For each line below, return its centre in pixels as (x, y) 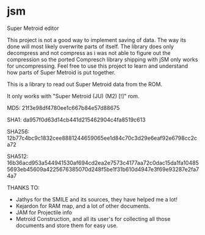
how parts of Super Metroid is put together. (61, 72)
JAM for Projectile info (44, 212)
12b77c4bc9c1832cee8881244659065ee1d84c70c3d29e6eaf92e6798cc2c (102, 138)
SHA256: (18, 131)
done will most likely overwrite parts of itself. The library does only (91, 46)
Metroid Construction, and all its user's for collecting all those (93, 219)
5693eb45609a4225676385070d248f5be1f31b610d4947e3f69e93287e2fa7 (103, 169)
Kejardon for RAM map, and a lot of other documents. (83, 206)
